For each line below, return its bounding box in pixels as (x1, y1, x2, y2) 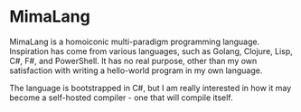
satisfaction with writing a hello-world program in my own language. (9, 65, 263, 76)
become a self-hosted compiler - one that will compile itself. (9, 92, 233, 103)
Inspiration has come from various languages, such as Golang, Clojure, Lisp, (9, 45, 294, 56)
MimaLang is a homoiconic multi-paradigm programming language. (9, 36, 260, 47)
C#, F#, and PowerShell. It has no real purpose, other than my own (9, 55, 258, 66)
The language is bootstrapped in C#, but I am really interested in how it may (9, 82, 292, 93)
